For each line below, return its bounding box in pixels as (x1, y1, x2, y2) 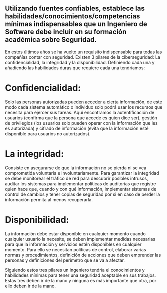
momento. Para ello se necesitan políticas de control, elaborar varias (5, 246, 146, 252)
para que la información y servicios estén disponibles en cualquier (5, 241, 142, 247)
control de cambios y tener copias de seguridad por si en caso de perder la (5, 191, 160, 197)
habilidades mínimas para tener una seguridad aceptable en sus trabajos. (5, 272, 156, 278)
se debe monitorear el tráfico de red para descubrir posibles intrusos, (5, 175, 148, 181)
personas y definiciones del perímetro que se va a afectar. (5, 257, 125, 263)
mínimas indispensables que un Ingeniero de (5, 20, 147, 28)
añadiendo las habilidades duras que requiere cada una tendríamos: (5, 65, 145, 71)
